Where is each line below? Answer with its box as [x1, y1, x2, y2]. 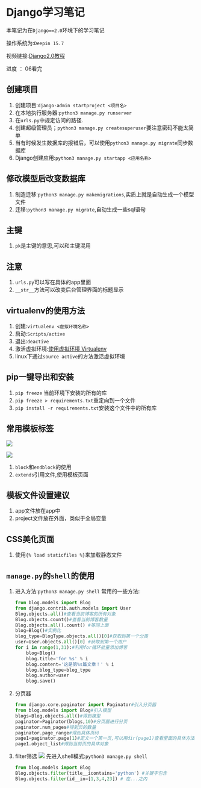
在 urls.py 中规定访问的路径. [14, 116, 83, 124]
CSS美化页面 [6, 534, 55, 544]
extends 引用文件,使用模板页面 [14, 471, 88, 478]
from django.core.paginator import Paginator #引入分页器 [14, 702, 156, 708]
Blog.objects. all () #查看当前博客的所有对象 [14, 611, 116, 617]
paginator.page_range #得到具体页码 [14, 730, 99, 736]
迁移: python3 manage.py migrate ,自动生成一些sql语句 [14, 205, 146, 213]
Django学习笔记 [6, 5, 85, 19]
